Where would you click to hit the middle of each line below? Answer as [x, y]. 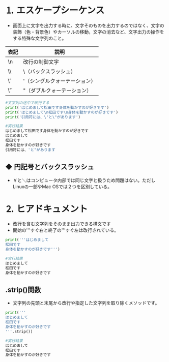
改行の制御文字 [41, 62]
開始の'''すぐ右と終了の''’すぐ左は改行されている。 [66, 230]
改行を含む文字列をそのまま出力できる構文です [62, 224]
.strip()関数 [23, 290]
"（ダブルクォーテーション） [58, 90]
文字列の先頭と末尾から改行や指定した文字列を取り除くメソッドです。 [86, 303]
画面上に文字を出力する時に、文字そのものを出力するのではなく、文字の [88, 25]
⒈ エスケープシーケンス [55, 10]
